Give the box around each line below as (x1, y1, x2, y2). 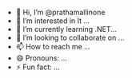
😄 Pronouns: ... (15, 53, 68, 63)
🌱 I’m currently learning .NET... (15, 25, 118, 33)
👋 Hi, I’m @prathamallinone (15, 8, 106, 17)
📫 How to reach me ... (15, 42, 90, 51)
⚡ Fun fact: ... (15, 62, 60, 72)
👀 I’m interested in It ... (15, 16, 90, 25)
